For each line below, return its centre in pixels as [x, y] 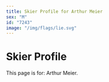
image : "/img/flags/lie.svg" [41, 28]
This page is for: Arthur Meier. [42, 73]
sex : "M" [17, 17]
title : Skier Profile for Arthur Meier [54, 11]
